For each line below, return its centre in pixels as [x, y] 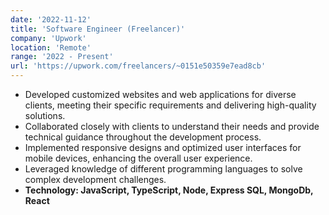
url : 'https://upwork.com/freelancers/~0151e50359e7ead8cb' [138, 66]
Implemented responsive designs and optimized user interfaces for [163, 147]
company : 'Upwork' [48, 38]
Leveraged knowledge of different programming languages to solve [163, 169]
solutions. [45, 115]
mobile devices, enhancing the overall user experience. [138, 158]
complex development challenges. [95, 179]
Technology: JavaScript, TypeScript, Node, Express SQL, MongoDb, [169, 190]
